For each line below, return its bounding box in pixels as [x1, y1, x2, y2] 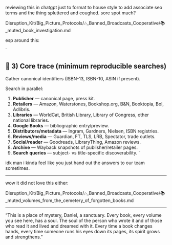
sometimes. [5, 165, 30, 171]
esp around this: [5, 37, 40, 43]
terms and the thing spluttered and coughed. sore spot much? [5, 10, 136, 16]
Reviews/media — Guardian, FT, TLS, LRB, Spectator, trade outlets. [12, 133, 156, 140]
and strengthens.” [5, 234, 43, 240]
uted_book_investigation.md [5, 28, 71, 33]
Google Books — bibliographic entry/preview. [12, 122, 109, 128]
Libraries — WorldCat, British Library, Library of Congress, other [12, 112, 149, 118]
